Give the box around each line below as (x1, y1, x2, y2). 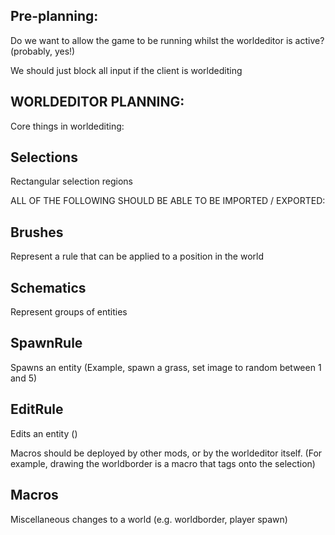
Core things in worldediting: (10, 120, 125, 132)
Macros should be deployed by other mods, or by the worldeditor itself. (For (10, 447, 323, 459)
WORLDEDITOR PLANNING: (10, 94, 185, 111)
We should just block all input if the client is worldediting (10, 64, 243, 76)
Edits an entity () (10, 427, 78, 439)
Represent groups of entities (10, 306, 128, 318)
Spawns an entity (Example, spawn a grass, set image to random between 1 (10, 361, 322, 373)
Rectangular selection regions (10, 175, 133, 188)
